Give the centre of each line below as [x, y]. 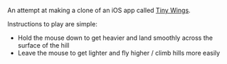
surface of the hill [43, 45]
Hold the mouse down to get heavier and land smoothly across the [115, 38]
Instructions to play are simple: [52, 24]
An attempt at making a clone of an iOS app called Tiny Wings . [99, 10]
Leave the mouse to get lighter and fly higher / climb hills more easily [119, 53]
